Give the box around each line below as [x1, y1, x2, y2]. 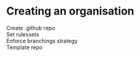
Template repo [6, 44, 43, 51]
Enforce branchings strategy [6, 37, 78, 44]
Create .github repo [6, 24, 55, 32]
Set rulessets [6, 30, 40, 38]
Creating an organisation [6, 4, 135, 18]
